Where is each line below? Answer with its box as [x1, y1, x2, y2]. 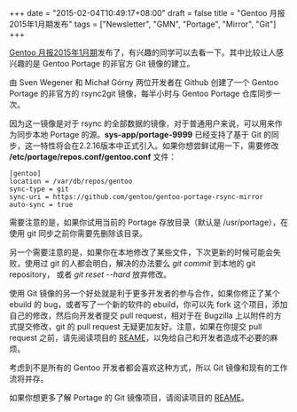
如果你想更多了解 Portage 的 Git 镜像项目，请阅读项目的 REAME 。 [9, 392, 250, 402]
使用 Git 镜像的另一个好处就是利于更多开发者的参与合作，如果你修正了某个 [9, 288, 281, 298]
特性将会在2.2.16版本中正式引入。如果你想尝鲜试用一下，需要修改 [39, 140, 279, 151]
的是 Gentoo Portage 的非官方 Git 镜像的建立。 [24, 59, 195, 68]
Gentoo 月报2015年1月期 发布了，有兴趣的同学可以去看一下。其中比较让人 [9, 47, 277, 58]
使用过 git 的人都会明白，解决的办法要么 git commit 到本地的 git [24, 258, 256, 268]
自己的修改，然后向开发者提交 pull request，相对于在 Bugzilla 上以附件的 [9, 310, 275, 321]
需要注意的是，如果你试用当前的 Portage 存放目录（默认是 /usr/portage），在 [9, 217, 289, 227]
